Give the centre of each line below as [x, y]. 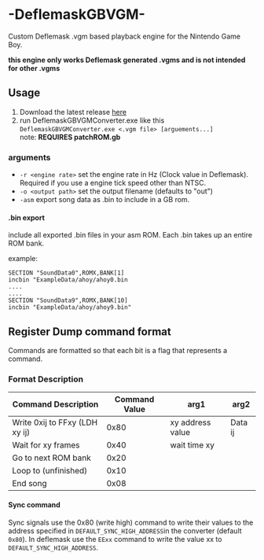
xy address [191, 422]
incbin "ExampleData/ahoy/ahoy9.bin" [70, 308]
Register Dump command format [90, 332]
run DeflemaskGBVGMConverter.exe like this [92, 120]
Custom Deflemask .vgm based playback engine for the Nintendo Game [125, 36]
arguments [29, 157]
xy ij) [21, 433]
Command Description [55, 404]
